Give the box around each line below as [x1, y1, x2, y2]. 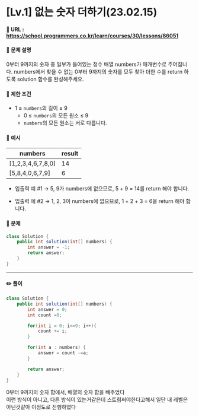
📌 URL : [6, 26, 24, 33]
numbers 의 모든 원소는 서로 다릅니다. [23, 119, 108, 126]
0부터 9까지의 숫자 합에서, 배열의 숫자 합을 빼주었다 [6, 389, 125, 396]
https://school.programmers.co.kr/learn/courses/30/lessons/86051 [6, 32, 179, 39]
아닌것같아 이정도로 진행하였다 [6, 404, 76, 411]
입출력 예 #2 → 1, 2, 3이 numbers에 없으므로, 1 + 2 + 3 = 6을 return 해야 [14, 198, 185, 205]
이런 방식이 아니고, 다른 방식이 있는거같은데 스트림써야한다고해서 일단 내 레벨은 [6, 396, 188, 404]
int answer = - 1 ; [27, 244, 70, 250]
